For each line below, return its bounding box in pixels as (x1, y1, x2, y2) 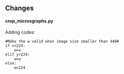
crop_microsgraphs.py (5, 17, 54, 24)
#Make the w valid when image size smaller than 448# (5, 38, 120, 44)
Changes (5, 4, 34, 12)
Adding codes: (5, 29, 35, 35)
